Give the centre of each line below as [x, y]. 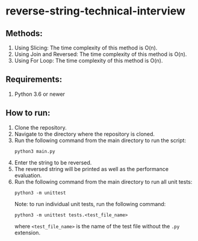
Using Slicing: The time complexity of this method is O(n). [86, 48]
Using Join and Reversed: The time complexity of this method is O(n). [101, 54]
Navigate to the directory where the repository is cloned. [84, 134]
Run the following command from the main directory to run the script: [100, 140]
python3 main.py [35, 151]
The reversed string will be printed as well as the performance [91, 169]
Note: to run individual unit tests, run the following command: [90, 204]
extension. [27, 233]
